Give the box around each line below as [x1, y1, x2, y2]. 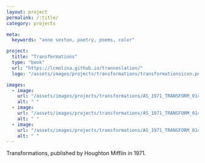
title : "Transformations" [12, 54, 78, 60]
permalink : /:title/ [6, 15, 59, 21]
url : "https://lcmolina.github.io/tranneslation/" [12, 65, 143, 71]
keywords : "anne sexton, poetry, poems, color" [12, 37, 135, 43]
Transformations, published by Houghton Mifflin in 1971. [6, 150, 146, 157]
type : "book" [12, 59, 45, 65]
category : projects [6, 20, 56, 26]
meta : [6, 31, 20, 37]
